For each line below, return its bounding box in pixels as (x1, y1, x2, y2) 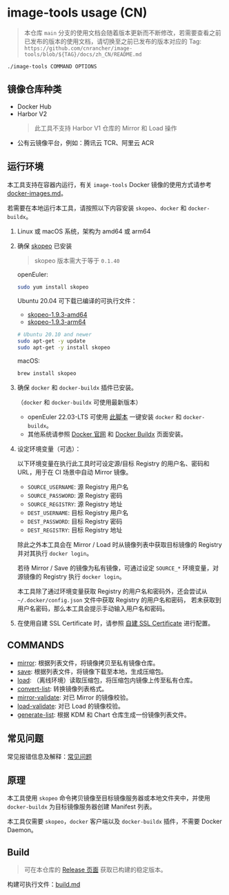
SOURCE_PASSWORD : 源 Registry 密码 (27, 491, 123, 499)
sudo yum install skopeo (17, 283, 89, 291)
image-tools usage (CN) (7, 5, 148, 21)
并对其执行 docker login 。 (17, 549, 93, 557)
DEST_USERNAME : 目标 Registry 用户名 (27, 508, 129, 517)
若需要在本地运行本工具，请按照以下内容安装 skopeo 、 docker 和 (7, 204, 187, 212)
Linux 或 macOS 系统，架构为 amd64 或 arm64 (17, 227, 151, 235)
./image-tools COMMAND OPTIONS (7, 63, 97, 70)
